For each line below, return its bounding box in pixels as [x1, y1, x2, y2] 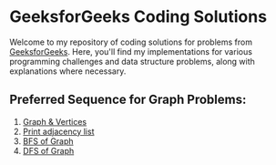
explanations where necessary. [9, 66, 127, 77]
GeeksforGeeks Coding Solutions [9, 6, 267, 27]
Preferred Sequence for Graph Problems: [9, 92, 247, 108]
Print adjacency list [22, 126, 95, 137]
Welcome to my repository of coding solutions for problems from [9, 36, 253, 47]
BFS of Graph [22, 135, 75, 147]
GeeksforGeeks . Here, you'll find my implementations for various [9, 46, 253, 57]
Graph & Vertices [22, 116, 87, 127]
